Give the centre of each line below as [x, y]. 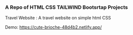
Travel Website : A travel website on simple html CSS [58, 18]
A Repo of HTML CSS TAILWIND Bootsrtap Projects [66, 7]
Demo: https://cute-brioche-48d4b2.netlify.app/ [54, 27]
